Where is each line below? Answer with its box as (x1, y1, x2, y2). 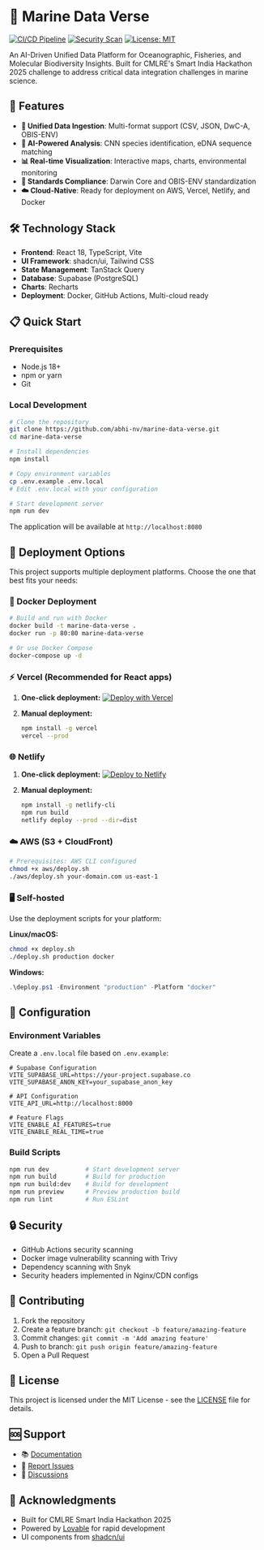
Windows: (9, 967, 45, 977)
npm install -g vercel (20, 725, 98, 733)
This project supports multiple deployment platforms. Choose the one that (9, 567, 256, 577)
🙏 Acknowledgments (9, 1493, 117, 1507)
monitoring (20, 167, 57, 177)
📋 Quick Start (9, 314, 82, 328)
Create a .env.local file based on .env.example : (9, 1048, 169, 1059)
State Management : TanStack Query (20, 264, 145, 275)
